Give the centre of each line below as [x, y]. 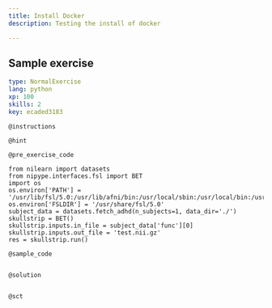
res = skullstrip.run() [49, 239]
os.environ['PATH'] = [45, 190]
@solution [25, 275]
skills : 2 [25, 104]
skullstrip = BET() [41, 218]
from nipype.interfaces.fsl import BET [76, 176]
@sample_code [30, 254]
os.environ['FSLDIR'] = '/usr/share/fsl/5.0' [86, 204]
